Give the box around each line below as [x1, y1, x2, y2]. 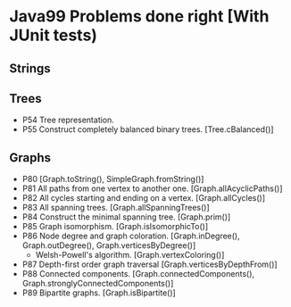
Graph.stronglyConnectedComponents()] [21, 278, 174, 289]
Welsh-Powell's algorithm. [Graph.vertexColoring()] [35, 250, 225, 261]
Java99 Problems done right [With [9, 6, 270, 27]
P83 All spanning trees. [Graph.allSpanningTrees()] [21, 203, 210, 213]
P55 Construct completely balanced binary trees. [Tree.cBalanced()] [21, 124, 274, 135]
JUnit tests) [9, 25, 98, 46]
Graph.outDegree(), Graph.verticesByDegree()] [21, 240, 196, 251]
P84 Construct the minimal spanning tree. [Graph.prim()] [21, 212, 231, 222]
